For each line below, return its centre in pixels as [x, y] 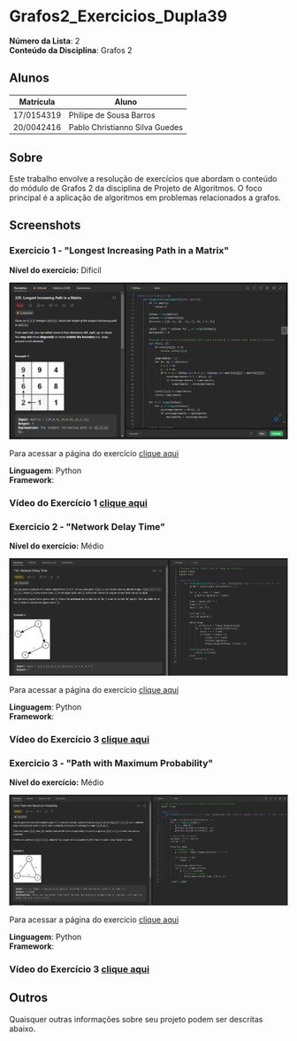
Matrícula [37, 102]
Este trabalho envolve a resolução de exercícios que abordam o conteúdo [143, 179]
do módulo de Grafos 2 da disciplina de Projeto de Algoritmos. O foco [136, 189]
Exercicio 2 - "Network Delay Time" [88, 526]
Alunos [30, 78]
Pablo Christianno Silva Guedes [126, 127]
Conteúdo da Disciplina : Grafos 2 [71, 50]
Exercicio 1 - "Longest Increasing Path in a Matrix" [119, 251]
